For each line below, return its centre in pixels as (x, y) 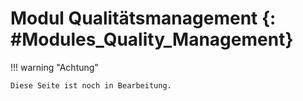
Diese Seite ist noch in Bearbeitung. (91, 85)
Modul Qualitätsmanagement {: (143, 18)
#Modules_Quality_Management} (152, 39)
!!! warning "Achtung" (54, 67)
